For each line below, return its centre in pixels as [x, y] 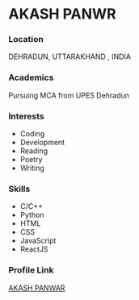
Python [32, 215]
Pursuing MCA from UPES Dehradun [69, 95]
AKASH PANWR [62, 14]
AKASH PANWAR [37, 288]
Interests [26, 116]
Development [42, 143]
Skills [19, 189]
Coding [32, 134]
